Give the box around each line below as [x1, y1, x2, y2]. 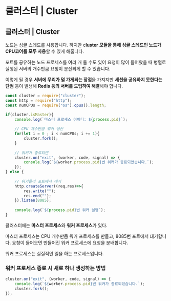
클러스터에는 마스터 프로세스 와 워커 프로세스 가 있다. [5, 222, 108, 228]
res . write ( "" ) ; [24, 189, 56, 194]
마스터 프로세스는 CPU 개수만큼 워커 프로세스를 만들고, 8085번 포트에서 [5, 233, 149, 239]
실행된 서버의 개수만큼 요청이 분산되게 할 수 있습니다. [5, 66, 111, 71]
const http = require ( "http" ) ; [5, 98, 72, 103]
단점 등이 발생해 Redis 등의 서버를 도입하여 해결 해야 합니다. [5, 83, 123, 89]
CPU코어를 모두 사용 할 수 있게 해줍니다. [5, 48, 84, 54]
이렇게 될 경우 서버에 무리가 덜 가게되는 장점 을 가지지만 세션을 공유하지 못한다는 [5, 77, 163, 83]
